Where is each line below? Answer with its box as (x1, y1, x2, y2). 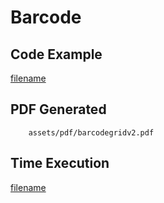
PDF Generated (10, 101, 107, 118)
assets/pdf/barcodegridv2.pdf (28, 127, 155, 138)
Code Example (10, 46, 103, 63)
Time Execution (10, 155, 110, 172)
